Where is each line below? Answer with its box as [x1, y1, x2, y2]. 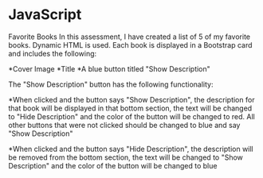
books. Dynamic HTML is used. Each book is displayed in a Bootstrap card [8, 40, 253, 49]
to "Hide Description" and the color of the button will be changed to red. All [8, 111, 255, 121]
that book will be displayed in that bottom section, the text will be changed [8, 103, 253, 113]
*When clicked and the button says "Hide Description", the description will [8, 144, 253, 153]
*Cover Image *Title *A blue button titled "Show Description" [8, 64, 211, 73]
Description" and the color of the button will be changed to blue [8, 161, 218, 170]
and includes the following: [8, 48, 97, 58]
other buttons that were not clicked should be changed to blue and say [8, 120, 241, 130]
